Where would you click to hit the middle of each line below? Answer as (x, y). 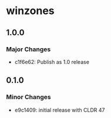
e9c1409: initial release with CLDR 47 (60, 110)
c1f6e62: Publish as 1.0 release (52, 62)
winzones (30, 11)
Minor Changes (28, 97)
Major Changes (28, 49)
